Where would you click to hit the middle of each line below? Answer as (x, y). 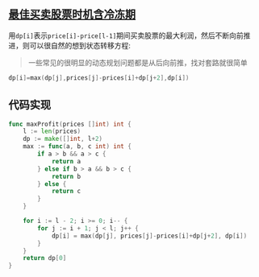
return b (66, 176)
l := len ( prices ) (52, 131)
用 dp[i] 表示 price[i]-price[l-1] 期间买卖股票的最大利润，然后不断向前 (126, 35)
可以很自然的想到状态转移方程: (80, 45)
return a (66, 161)
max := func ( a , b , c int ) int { (77, 147)
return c (66, 192)
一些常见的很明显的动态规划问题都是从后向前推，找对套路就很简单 (138, 62)
